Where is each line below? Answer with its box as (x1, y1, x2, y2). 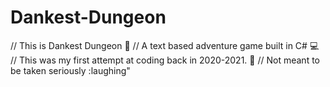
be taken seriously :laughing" (10, 64, 131, 76)
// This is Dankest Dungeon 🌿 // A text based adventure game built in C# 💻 (10, 39, 320, 51)
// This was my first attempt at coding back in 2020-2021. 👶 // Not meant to (10, 54, 320, 66)
